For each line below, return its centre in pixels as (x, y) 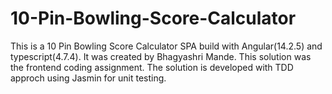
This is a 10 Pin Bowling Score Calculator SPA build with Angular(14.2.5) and (166, 46)
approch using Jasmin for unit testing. (88, 78)
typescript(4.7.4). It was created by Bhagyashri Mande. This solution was (161, 56)
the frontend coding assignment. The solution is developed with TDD (152, 67)
